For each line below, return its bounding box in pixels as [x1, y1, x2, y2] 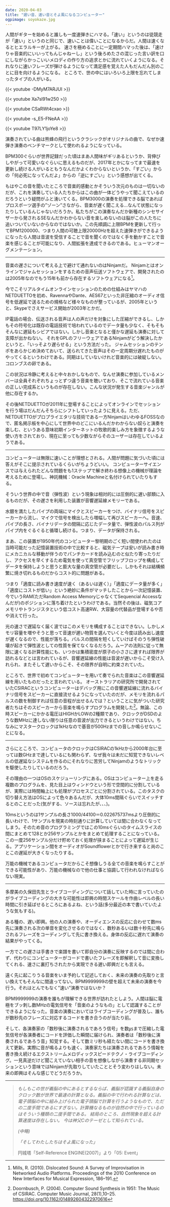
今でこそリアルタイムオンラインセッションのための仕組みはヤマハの [5, 286, 147, 292]
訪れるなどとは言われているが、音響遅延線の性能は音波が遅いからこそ [5, 655, 151, 661]
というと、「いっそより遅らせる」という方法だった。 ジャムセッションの [5, 341, 155, 347]
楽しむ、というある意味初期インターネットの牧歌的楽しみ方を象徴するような [5, 427, 165, 433]
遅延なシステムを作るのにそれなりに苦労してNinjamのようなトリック [18, 758, 161, 764]
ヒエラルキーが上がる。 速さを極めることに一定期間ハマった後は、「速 [14, 44, 159, 50]
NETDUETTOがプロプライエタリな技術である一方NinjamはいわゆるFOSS [5, 414, 156, 420]
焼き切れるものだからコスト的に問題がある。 [14, 570, 107, 576]
